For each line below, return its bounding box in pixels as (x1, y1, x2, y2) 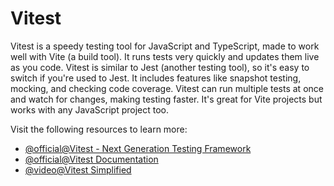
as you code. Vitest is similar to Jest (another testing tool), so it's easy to (10, 61, 310, 73)
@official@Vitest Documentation (24, 153, 159, 165)
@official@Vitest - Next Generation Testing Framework (24, 142, 252, 154)
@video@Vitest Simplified (24, 163, 132, 176)
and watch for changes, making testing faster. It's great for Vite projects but (10, 93, 323, 105)
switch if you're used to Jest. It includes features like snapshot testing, (10, 72, 302, 84)
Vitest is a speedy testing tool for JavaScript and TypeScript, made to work (10, 40, 320, 52)
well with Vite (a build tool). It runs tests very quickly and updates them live (10, 50, 320, 62)
